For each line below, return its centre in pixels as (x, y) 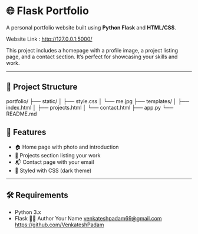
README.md (22, 114)
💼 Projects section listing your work (57, 155)
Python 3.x (28, 212)
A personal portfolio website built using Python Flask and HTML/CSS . (91, 27)
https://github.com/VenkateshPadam (59, 225)
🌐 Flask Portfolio (48, 11)
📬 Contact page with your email (54, 162)
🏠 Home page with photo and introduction (67, 147)
